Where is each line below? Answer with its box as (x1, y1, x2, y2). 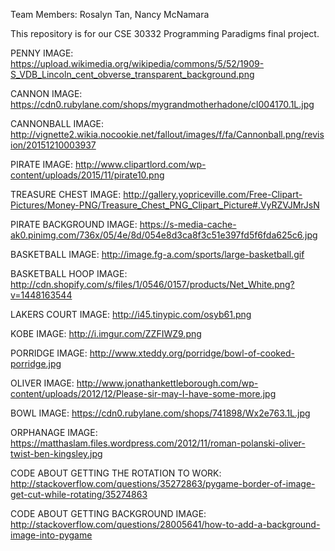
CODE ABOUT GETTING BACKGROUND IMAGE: (10, 508, 207, 519)
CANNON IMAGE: (10, 88, 83, 99)
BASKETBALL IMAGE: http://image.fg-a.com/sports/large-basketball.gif (10, 249, 305, 260)
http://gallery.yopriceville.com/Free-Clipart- (123, 189, 303, 200)
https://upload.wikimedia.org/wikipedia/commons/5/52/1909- (10, 58, 265, 69)
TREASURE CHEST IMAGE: (10, 189, 122, 200)
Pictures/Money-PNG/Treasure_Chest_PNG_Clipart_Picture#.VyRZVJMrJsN (10, 199, 320, 211)
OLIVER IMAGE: (10, 377, 75, 389)
